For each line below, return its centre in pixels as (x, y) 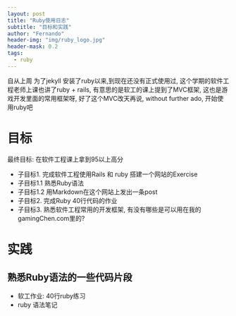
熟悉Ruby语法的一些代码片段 (70, 278)
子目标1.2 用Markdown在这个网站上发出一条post (87, 192)
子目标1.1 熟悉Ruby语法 (51, 183)
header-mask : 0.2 (33, 47)
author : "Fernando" (36, 34)
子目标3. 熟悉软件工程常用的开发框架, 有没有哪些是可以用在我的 (110, 209)
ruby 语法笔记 (37, 305)
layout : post (26, 14)
